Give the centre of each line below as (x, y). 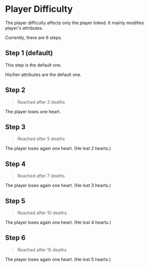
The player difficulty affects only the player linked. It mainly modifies (74, 23)
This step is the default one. (34, 65)
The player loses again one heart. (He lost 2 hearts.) (58, 149)
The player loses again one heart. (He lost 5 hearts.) (58, 259)
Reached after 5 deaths (41, 139)
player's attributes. (24, 28)
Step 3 (15, 127)
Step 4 (16, 164)
